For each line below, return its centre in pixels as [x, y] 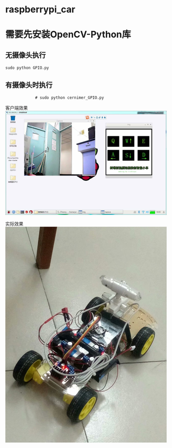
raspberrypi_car [40, 10]
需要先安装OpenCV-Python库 [68, 35]
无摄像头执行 [26, 55]
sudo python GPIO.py [27, 68]
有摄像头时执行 [29, 85]
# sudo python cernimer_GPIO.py [69, 98]
